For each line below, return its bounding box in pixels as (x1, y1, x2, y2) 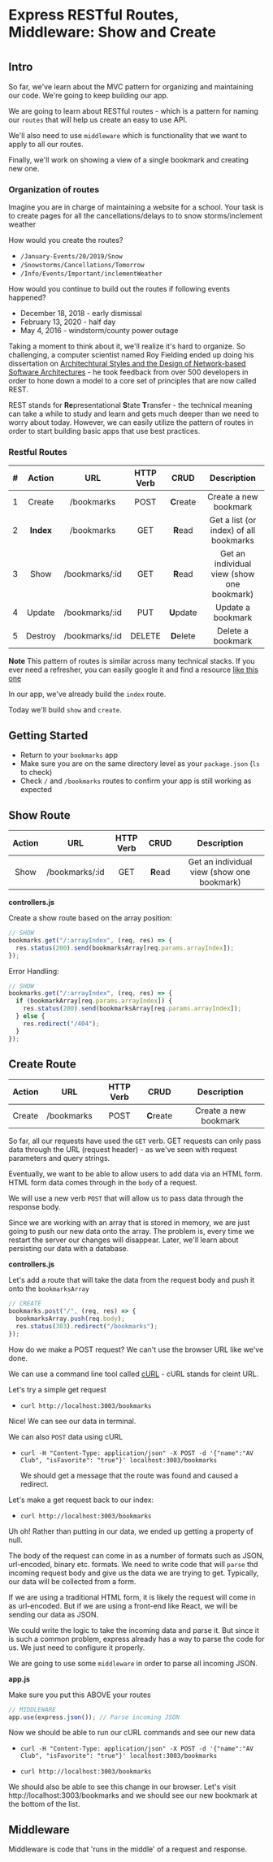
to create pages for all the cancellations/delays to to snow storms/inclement (8, 211, 262, 221)
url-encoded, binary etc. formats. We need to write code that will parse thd (8, 1559, 258, 1569)
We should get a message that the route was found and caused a (19, 1470, 239, 1480)
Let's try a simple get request (8, 1384, 107, 1394)
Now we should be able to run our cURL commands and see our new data (8, 1728, 256, 1738)
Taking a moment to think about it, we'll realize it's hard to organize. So (8, 341, 246, 351)
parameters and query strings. (8, 1154, 110, 1163)
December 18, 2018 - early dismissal (19, 309, 142, 318)
